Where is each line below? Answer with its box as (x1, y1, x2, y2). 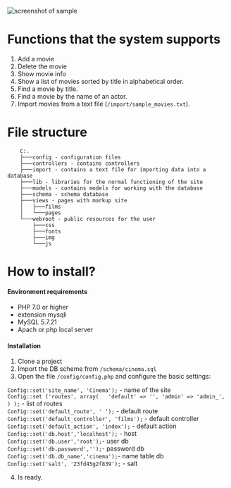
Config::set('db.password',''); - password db (7, 444, 144, 453)
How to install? (7, 264, 96, 280)
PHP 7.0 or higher (17, 303, 69, 312)
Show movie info (17, 69, 67, 78)
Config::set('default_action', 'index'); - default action (7, 422, 177, 430)
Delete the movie (17, 62, 67, 71)
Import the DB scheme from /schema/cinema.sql (17, 365, 157, 373)
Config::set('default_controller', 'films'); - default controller (7, 415, 199, 423)
